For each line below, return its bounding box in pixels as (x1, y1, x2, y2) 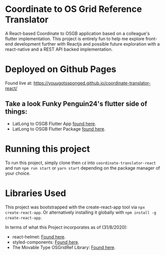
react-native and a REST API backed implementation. (5, 46, 113, 52)
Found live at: (5, 80, 33, 86)
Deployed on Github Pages (5, 64, 117, 75)
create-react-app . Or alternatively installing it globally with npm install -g (5, 209, 157, 215)
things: (5, 108, 28, 116)
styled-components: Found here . (12, 239, 80, 245)
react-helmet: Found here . (12, 234, 66, 240)
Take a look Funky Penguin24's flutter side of (5, 100, 147, 108)
